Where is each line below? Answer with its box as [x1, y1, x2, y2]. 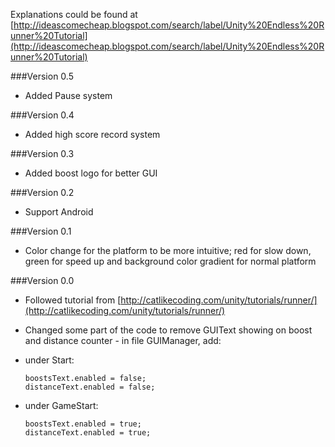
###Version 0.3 [10, 148, 75, 159]
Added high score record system [24, 129, 161, 140]
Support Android [24, 206, 94, 218]
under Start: [24, 354, 75, 366]
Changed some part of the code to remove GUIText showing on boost [24, 324, 313, 336]
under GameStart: [24, 400, 99, 411]
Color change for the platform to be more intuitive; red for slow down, [24, 245, 312, 256]
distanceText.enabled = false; [24, 382, 156, 392]
